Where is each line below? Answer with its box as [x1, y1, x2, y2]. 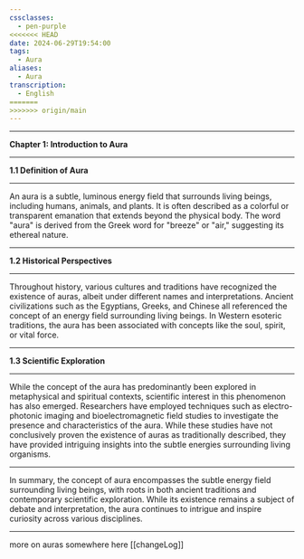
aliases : [9, 64, 43, 73]
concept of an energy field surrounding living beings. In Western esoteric [9, 310, 282, 321]
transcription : [9, 81, 67, 90]
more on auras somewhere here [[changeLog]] [9, 539, 184, 550]
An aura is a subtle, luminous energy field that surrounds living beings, [9, 191, 272, 202]
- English [17, 89, 54, 98]
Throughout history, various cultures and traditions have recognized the [9, 281, 278, 292]
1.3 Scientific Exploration [9, 355, 106, 366]
